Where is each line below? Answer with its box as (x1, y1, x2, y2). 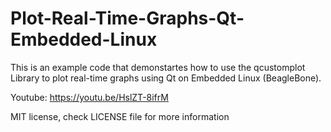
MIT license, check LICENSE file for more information (10, 110, 230, 122)
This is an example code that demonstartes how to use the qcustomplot (10, 61, 306, 73)
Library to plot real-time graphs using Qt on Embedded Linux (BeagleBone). (10, 72, 322, 84)
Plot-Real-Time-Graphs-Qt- (10, 7, 245, 30)
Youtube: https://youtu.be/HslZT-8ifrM (10, 91, 169, 103)
